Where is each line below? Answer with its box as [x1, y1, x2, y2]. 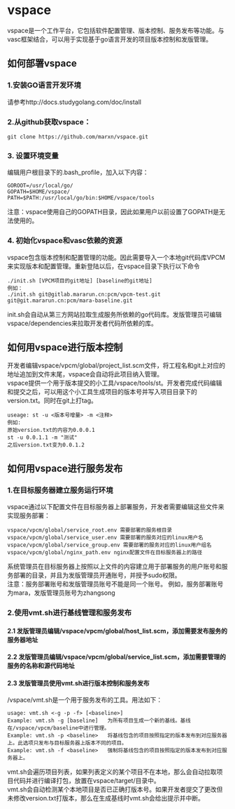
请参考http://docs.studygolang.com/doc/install [7, 98, 142, 106]
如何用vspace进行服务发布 [7, 462, 123, 474]
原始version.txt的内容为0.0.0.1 [7, 427, 96, 434]
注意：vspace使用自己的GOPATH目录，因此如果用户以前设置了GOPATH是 [7, 208, 219, 216]
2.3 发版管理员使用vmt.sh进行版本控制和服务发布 [7, 678, 150, 687]
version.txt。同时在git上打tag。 [7, 396, 98, 405]
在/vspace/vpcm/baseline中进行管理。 [7, 725, 110, 732]
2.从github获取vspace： [7, 117, 92, 126]
